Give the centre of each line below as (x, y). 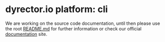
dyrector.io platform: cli (57, 9)
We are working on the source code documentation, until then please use (83, 23)
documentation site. (26, 34)
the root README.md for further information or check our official (74, 28)
